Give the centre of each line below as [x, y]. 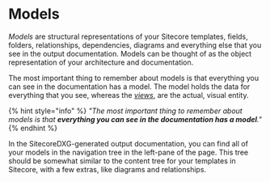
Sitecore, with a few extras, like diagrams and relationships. [108, 169]
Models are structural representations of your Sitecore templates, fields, [128, 36]
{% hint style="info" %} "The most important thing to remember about [125, 111]
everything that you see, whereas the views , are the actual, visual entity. [129, 95]
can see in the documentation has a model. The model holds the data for [129, 87]
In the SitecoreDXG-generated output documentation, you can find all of [129, 143]
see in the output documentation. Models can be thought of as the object [130, 53]
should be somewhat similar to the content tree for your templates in [122, 161]
